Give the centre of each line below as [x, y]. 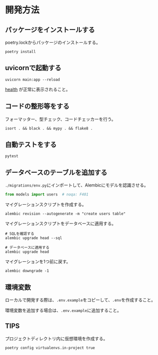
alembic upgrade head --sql [34, 238]
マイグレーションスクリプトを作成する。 [46, 205]
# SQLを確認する [20, 234]
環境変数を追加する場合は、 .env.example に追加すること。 [63, 310]
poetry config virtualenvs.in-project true [50, 348]
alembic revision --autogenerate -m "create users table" [65, 214]
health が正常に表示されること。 [38, 89]
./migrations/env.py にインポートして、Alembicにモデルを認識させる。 [77, 185]
